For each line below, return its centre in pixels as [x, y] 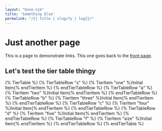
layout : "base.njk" [25, 9]
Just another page [43, 42]
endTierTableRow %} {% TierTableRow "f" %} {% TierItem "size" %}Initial [79, 118]
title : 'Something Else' [30, 14]
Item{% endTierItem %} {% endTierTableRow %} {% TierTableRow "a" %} [79, 88]
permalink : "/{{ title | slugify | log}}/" [50, 18]
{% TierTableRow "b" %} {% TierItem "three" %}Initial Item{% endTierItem [79, 98]
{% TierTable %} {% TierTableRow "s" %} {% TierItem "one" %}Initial [74, 83]
